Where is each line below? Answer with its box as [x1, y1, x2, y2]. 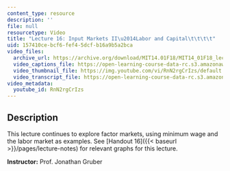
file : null [7, 23, 38, 29]
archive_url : [13, 55, 51, 62]
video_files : [7, 49, 44, 55]
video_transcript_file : [13, 73, 81, 81]
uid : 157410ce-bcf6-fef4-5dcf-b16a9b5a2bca [7, 42, 133, 49]
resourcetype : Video [7, 29, 66, 36]
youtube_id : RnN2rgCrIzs [13, 86, 84, 93]
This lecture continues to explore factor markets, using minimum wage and [7, 129, 218, 137]
